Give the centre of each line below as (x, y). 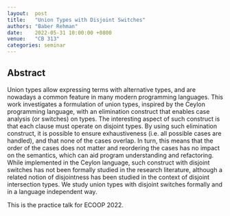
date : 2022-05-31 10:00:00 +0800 (59, 33)
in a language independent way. (52, 191)
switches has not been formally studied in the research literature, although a (115, 169)
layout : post (27, 13)
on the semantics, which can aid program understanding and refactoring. (111, 155)
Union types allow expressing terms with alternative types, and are (102, 89)
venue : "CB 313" (33, 39)
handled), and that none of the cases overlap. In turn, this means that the (111, 141)
